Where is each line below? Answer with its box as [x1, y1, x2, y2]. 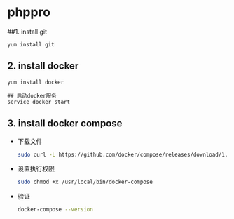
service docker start [7, 98, 71, 105]
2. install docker [7, 60, 79, 72]
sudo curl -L [17, 151, 56, 158]
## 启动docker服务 [7, 92, 57, 99]
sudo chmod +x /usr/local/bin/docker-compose [17, 178, 153, 186]
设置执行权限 [17, 164, 55, 173]
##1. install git [7, 27, 48, 36]
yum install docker [7, 79, 64, 86]
